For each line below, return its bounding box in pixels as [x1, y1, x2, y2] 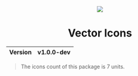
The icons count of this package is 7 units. [20, 63, 125, 70]
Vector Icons [67, 26, 133, 40]
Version [9, 48, 32, 56]
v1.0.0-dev [37, 48, 71, 56]
